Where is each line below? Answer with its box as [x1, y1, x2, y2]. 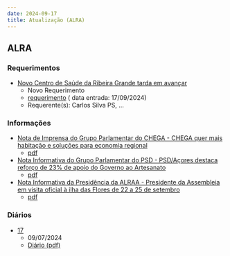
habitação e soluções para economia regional [17, 142, 148, 150]
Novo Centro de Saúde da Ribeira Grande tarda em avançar [17, 79, 188, 87]
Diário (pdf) [27, 241, 61, 249]
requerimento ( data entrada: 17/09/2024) [27, 94, 147, 102]
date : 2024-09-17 [7, 10, 57, 17]
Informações [7, 119, 51, 128]
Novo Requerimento [27, 86, 85, 94]
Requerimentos [7, 63, 60, 73]
